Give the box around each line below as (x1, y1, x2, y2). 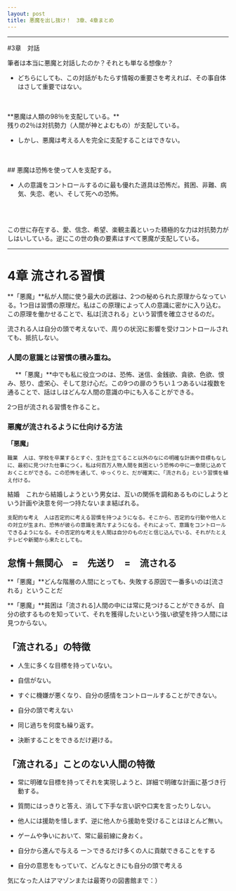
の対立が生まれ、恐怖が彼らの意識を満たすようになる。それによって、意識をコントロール (7, 522, 226, 529)
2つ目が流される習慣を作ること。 (7, 402, 104, 411)
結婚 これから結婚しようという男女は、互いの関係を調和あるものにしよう (7, 490, 223, 499)
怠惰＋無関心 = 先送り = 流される (7, 557, 177, 569)
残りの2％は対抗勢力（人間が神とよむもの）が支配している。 (7, 121, 184, 129)
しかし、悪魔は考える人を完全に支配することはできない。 (17, 136, 184, 144)
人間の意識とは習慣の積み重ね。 (7, 352, 116, 362)
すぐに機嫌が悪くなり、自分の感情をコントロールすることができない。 (17, 691, 221, 699)
